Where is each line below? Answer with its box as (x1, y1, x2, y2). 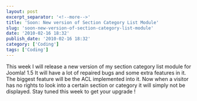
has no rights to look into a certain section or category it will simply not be (6, 82, 185, 89)
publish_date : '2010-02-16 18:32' (6, 36, 91, 42)
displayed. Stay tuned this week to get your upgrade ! (6, 87, 136, 95)
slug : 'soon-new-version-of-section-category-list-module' (6, 25, 154, 31)
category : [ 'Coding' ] (6, 42, 59, 48)
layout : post (6, 8, 38, 15)
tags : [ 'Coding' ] (6, 47, 49, 53)
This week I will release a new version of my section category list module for (6, 63, 191, 70)
